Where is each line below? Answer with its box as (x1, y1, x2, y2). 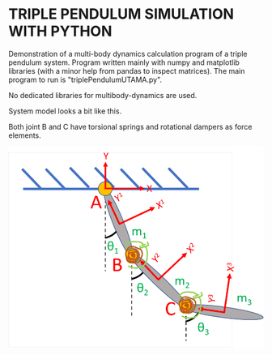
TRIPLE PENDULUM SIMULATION (8, 5, 235, 24)
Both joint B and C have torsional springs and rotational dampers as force (8, 122, 253, 131)
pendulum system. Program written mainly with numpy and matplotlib (8, 58, 240, 67)
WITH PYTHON (8, 22, 113, 41)
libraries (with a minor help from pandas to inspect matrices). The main (8, 66, 245, 75)
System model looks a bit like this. (8, 106, 122, 116)
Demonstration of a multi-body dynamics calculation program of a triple (8, 49, 248, 58)
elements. (8, 130, 42, 140)
